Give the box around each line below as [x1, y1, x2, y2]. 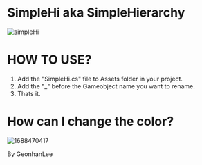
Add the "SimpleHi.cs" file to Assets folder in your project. [17, 75, 183, 83]
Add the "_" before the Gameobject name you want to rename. [17, 81, 196, 90]
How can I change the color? [7, 114, 174, 129]
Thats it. [17, 89, 41, 97]
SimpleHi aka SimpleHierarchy [7, 5, 185, 21]
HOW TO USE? [7, 52, 92, 68]
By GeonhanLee [7, 150, 53, 158]
